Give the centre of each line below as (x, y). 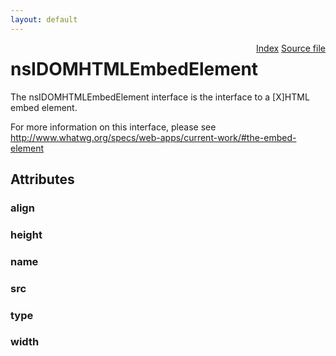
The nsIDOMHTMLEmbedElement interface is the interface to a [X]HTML (160, 97)
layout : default (44, 19)
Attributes (42, 179)
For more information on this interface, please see (113, 127)
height (26, 234)
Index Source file (291, 48)
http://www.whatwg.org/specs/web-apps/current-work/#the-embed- (153, 137)
